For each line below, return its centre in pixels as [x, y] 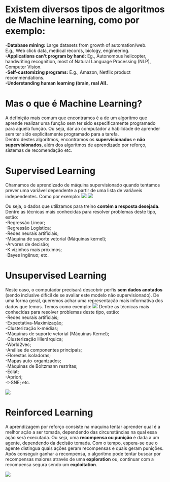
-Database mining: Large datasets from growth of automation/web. [76, 45]
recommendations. [25, 77]
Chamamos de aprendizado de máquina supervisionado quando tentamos [83, 185]
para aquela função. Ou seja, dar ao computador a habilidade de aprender [83, 128]
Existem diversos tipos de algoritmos [85, 9]
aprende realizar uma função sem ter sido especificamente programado [80, 123]
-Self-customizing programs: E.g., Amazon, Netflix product [68, 72]
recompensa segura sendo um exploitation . [51, 464]
